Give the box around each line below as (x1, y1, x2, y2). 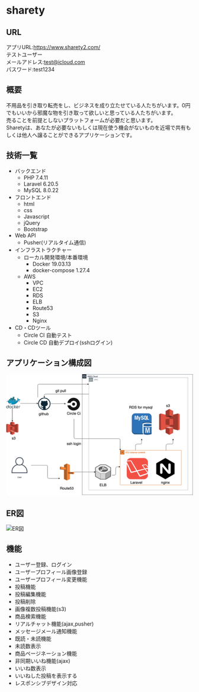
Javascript (23, 213, 50, 220)
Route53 (32, 304, 53, 311)
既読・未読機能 (14, 635, 52, 642)
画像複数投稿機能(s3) (14, 605, 67, 613)
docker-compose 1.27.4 (32, 266, 90, 273)
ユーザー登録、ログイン (14, 561, 72, 568)
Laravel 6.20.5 (23, 180, 59, 187)
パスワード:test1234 (6, 66, 55, 73)
